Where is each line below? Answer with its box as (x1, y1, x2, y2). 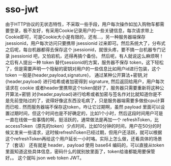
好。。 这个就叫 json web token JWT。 (5, 154, 84, 161)
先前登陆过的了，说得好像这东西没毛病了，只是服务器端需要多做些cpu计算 (9, 97, 165, 103)
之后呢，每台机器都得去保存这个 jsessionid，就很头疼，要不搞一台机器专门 (5, 46, 161, 52)
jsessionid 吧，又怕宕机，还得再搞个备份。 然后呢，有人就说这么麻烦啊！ (11, 52, 164, 59)
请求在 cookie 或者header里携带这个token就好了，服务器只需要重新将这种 (5, 85, 160, 91)
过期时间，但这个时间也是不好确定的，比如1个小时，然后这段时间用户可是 (9, 110, 163, 116)
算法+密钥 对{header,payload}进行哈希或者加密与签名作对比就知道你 (9, 91, 153, 97)
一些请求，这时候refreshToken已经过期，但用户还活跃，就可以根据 (22, 129, 162, 135)
